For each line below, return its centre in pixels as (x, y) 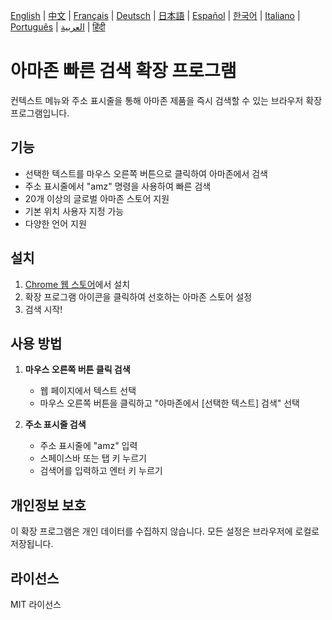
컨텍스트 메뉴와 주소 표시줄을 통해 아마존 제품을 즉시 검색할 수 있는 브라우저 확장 (166, 100)
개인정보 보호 (48, 505)
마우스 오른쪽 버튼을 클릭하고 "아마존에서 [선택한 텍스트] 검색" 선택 (169, 403)
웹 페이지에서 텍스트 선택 (88, 391)
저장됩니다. (32, 544)
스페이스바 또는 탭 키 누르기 (93, 458)
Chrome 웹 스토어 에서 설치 (77, 284)
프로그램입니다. (40, 113)
